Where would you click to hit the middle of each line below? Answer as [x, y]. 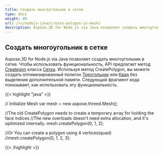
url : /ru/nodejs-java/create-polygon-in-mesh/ [53, 23]
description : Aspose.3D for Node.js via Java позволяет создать [71, 28]
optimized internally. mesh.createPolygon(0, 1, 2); [55, 123]
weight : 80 [16, 18]
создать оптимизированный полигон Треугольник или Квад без [71, 74]
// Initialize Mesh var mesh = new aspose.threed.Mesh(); [61, 103]
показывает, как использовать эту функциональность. [61, 85]
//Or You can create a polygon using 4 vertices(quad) [58, 133]
